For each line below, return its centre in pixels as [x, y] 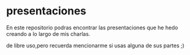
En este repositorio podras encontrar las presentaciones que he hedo [92, 27]
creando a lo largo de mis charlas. [48, 33]
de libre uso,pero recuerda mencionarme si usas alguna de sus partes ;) [95, 45]
